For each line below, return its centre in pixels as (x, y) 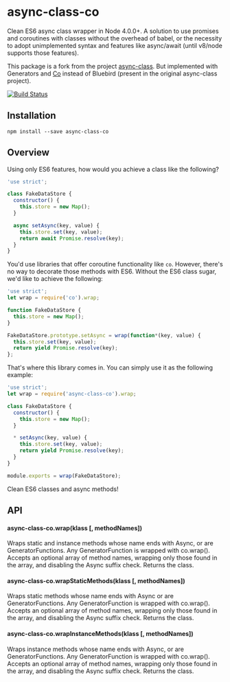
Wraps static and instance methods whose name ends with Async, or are (111, 543)
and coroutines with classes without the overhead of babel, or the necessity (115, 38)
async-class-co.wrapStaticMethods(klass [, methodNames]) (96, 580)
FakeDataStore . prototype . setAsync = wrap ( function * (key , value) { (104, 335)
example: (20, 375)
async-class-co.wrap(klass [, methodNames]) (75, 528)
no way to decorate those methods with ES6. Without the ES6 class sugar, (112, 271)
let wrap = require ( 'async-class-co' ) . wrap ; (72, 394)
